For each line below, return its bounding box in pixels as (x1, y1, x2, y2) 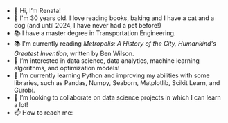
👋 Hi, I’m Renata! (13, 7, 61, 15)
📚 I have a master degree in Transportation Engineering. (13, 29, 176, 37)
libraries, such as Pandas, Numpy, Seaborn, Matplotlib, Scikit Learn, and (13, 79, 220, 86)
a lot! (13, 101, 28, 108)
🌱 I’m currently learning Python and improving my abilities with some (13, 71, 210, 79)
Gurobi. (13, 86, 35, 94)
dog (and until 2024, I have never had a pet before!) (13, 21, 161, 29)
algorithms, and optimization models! (13, 64, 120, 72)
